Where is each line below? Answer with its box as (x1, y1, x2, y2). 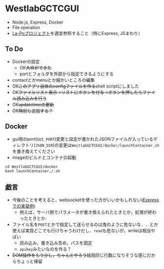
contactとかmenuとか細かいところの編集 (12, 77, 95, 83)
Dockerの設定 (12, 59, 40, 64)
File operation (12, 24, 40, 30)
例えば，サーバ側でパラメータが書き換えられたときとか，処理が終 (19, 209, 153, 215)
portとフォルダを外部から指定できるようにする (19, 71, 114, 77)
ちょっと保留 (16, 259, 43, 265)
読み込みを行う (16, 95, 47, 101)
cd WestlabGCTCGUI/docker (5, 164, 58, 169)
